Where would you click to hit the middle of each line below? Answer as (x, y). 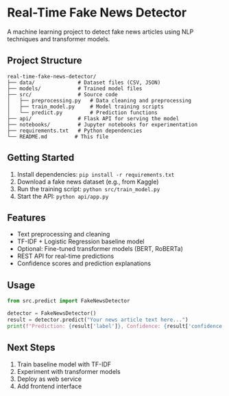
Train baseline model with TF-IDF (64, 364)
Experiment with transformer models (69, 371)
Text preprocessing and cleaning (63, 234)
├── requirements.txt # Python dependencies (75, 131)
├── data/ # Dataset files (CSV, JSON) (84, 82)
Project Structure (45, 61)
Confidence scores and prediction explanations (84, 263)
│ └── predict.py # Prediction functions (82, 112)
